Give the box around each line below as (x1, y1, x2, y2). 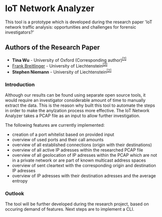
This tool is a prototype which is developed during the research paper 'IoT (5, 19, 152, 25)
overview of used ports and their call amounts (12, 137, 104, 143)
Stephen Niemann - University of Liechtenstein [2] (12, 68, 112, 75)
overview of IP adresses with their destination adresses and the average (12, 173, 156, 179)
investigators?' (5, 29, 34, 35)
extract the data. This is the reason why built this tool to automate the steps (5, 102, 155, 108)
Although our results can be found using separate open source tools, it (5, 92, 146, 98)
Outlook (5, 190, 24, 197)
